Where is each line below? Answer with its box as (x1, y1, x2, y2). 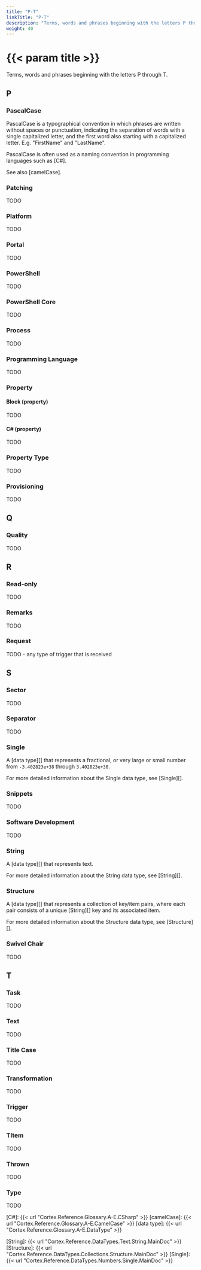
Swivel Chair (6, 939, 44, 948)
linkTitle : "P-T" (6, 14, 50, 20)
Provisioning (6, 482, 44, 490)
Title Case (6, 1045, 36, 1054)
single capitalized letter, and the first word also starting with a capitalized (6, 132, 187, 140)
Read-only (6, 580, 38, 588)
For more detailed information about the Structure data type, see (6, 919, 166, 926)
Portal (6, 241, 25, 249)
